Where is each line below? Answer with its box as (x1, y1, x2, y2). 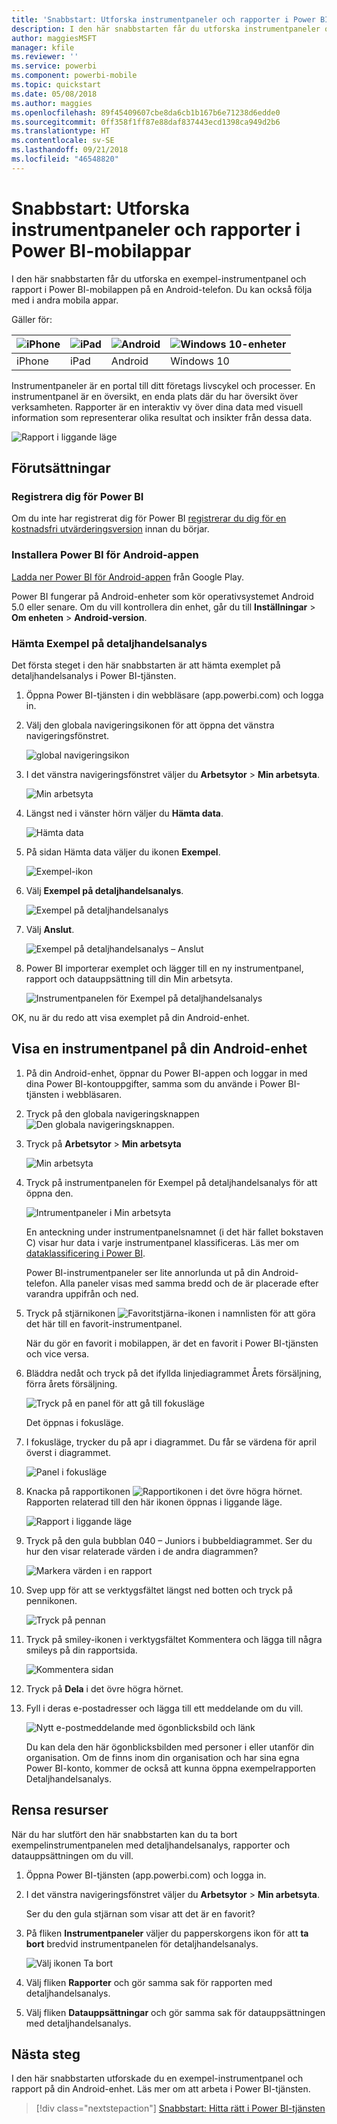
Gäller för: (11, 313, 53, 325)
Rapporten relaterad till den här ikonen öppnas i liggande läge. (25, 1496, 283, 1508)
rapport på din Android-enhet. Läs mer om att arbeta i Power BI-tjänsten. (11, 2083, 311, 2095)
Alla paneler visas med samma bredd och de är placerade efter (59, 1277, 319, 1289)
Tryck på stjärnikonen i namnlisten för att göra (25, 1307, 316, 1319)
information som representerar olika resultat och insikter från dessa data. (11, 411, 313, 423)
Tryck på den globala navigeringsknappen (25, 1107, 200, 1120)
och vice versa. (25, 1347, 90, 1360)
